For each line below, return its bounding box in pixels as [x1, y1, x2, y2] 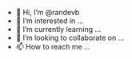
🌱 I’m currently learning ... [15, 25, 102, 33]
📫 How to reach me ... [15, 42, 90, 51]
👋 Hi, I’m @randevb [15, 8, 80, 17]
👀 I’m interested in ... [15, 16, 84, 26]
